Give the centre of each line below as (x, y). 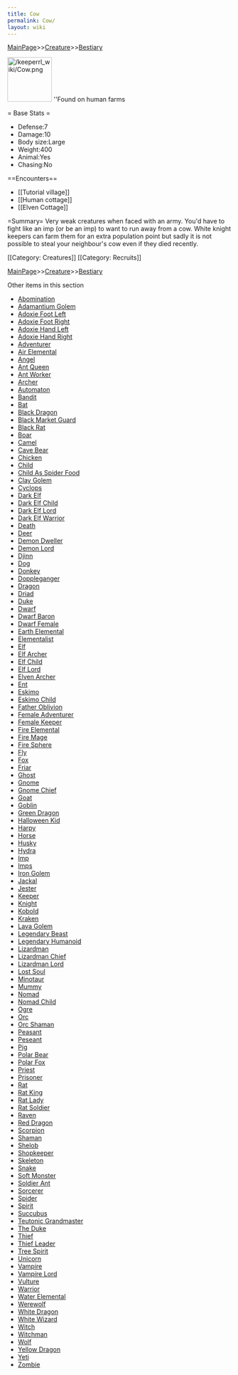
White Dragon (38, 1312)
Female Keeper (40, 722)
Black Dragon (38, 413)
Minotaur (31, 980)
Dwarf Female (38, 624)
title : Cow (23, 14)
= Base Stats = (29, 113)
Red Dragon (35, 1123)
